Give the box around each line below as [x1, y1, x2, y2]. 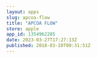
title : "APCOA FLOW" [6, 20, 59, 26]
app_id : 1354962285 [6, 31, 56, 37]
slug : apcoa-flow [6, 14, 50, 21]
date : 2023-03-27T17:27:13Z [6, 37, 78, 43]
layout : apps [6, 8, 39, 15]
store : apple [6, 25, 39, 32]
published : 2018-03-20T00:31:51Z [6, 43, 91, 49]
